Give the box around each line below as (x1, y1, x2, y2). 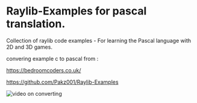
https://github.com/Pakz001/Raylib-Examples (6, 78, 119, 86)
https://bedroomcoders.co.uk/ (6, 66, 81, 73)
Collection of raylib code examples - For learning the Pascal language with (6, 37, 192, 44)
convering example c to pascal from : (6, 55, 99, 62)
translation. (6, 17, 66, 31)
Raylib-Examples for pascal (6, 4, 147, 18)
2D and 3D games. (6, 43, 53, 51)
